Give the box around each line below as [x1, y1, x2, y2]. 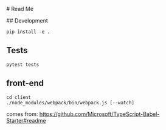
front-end [6, 78, 44, 88]
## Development [6, 17, 49, 24]
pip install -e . [6, 29, 50, 35]
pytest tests [6, 61, 40, 68]
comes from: [6, 110, 38, 118]
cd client [6, 94, 32, 100]
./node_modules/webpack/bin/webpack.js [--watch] [6, 99, 135, 106]
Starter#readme [6, 117, 46, 124]
